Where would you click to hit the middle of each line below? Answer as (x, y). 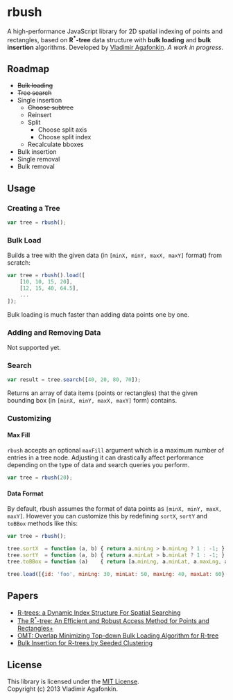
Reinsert (40, 115)
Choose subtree (51, 107)
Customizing (29, 419)
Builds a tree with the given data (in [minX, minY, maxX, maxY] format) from (114, 255)
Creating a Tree (34, 208)
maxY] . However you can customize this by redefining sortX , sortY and (107, 516)
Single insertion (40, 100)
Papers (23, 596)
